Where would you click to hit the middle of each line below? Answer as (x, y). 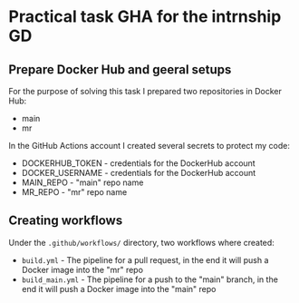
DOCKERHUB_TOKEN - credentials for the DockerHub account (138, 163)
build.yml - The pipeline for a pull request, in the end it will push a (145, 259)
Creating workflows (66, 221)
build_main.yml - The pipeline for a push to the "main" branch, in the (149, 279)
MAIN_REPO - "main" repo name (82, 182)
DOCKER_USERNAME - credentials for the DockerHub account (139, 173)
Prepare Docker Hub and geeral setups (120, 69)
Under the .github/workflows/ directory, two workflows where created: (142, 242)
